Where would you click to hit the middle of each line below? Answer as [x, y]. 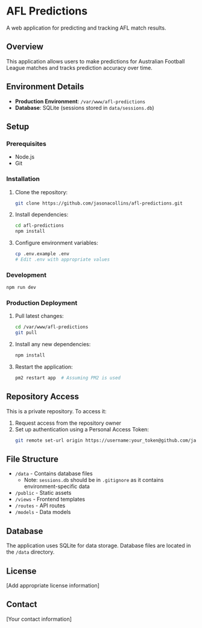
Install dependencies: [42, 215]
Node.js [25, 157]
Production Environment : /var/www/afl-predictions [80, 101]
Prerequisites [26, 144]
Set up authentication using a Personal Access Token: [82, 429]
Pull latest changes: [39, 316]
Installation [23, 179]
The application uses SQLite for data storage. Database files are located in [99, 546]
